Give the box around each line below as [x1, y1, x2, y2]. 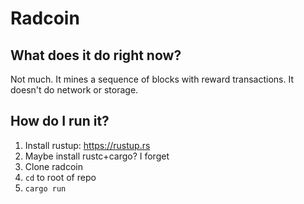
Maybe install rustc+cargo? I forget [24, 150, 170, 162]
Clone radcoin [24, 160, 83, 172]
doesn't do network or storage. [10, 84, 139, 96]
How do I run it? [10, 113, 110, 130]
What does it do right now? [10, 47, 182, 64]
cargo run [24, 183, 67, 194]
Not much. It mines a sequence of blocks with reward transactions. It [10, 73, 294, 85]
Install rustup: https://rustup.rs [24, 139, 151, 151]
